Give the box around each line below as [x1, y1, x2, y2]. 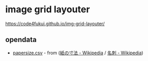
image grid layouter [5, 4, 90, 15]
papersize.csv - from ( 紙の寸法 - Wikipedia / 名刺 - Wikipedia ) [12, 50, 143, 56]
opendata [5, 35, 37, 44]
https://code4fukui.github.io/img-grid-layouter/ [5, 21, 105, 27]
